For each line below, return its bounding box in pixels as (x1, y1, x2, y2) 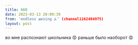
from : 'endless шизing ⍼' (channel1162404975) (5, 16, 104, 21)
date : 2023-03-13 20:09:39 (5, 12, 61, 17)
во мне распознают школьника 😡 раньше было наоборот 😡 (5, 35, 134, 41)
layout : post (5, 21, 32, 26)
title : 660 (5, 7, 28, 12)
